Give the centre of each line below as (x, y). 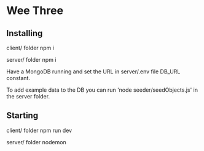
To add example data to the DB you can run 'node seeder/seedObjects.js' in (102, 90)
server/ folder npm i (31, 60)
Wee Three (35, 11)
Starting (22, 116)
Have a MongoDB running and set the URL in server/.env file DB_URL (93, 72)
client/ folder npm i (30, 48)
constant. (18, 78)
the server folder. (28, 96)
